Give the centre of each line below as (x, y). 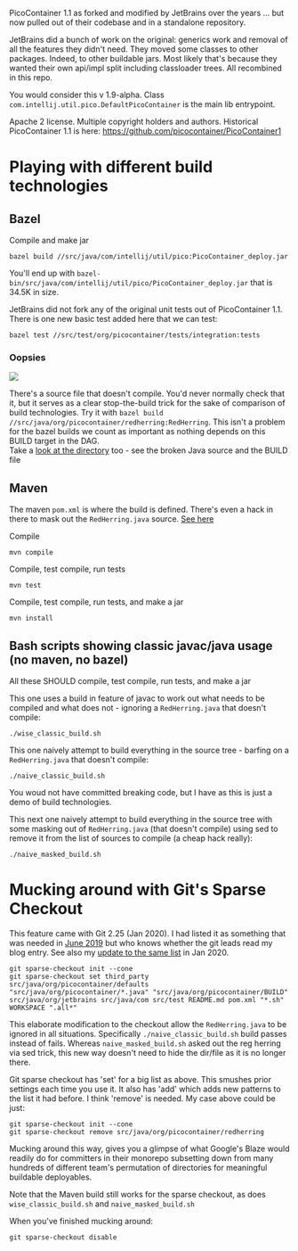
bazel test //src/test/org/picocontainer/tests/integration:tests (135, 335)
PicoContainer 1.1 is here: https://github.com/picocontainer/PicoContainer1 (145, 131)
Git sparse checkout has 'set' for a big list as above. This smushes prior (140, 1079)
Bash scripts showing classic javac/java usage (141, 646)
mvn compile (31, 553)
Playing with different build (111, 167)
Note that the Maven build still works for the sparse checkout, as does (138, 1194)
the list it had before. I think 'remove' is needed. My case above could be (142, 1098)
